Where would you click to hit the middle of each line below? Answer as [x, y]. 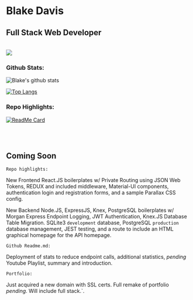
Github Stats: [25, 68]
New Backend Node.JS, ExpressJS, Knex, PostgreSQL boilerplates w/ [90, 210]
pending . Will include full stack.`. [45, 291]
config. [15, 199]
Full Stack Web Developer [54, 33]
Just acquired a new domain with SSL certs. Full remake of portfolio [88, 285]
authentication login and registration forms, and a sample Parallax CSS [91, 193]
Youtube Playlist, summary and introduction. [59, 263]
